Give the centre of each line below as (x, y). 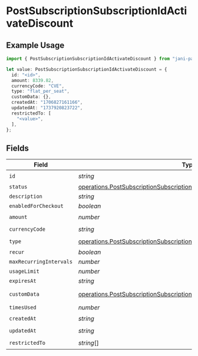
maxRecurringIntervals (41, 262)
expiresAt (23, 281)
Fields (18, 148)
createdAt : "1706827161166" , (47, 102)
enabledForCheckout (36, 206)
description (26, 197)
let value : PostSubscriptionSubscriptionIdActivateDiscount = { (87, 69)
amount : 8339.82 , (33, 80)
